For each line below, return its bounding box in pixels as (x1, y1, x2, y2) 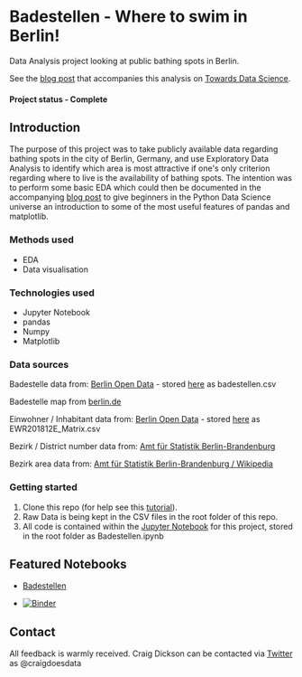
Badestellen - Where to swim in (9, 6, 248, 27)
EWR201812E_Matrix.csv (9, 423, 101, 435)
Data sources (9, 358, 69, 371)
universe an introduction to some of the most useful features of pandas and (9, 202, 290, 212)
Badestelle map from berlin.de (9, 396, 122, 408)
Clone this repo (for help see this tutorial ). (22, 502, 178, 512)
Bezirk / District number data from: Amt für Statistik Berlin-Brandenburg (9, 441, 276, 452)
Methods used (9, 233, 74, 246)
